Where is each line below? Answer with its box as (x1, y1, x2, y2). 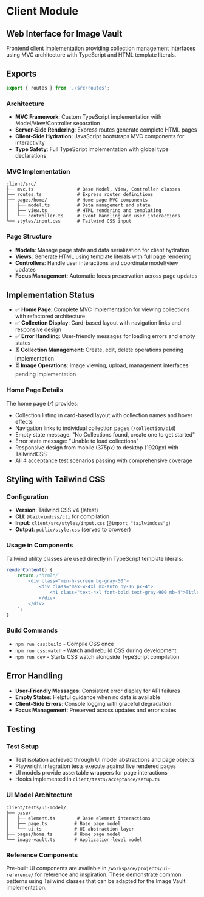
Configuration (6, 493, 49, 501)
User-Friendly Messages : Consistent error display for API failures (15, 687, 180, 694)
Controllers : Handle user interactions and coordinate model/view (15, 259, 178, 266)
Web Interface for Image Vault (6, 29, 123, 39)
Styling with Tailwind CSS (6, 474, 106, 485)
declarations (15, 152, 47, 159)
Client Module (6, 4, 79, 18)
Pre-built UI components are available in (6, 864, 107, 871)
